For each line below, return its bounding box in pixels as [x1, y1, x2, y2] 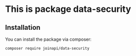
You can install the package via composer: [5, 36, 91, 42]
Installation [5, 23, 41, 32]
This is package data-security [5, 3, 131, 15]
